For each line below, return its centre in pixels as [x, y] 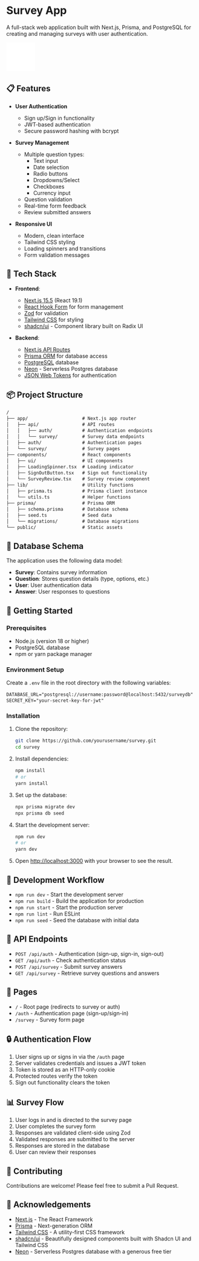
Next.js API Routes [47, 349]
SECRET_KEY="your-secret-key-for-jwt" [55, 701]
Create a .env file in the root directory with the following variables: [89, 683]
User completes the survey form [55, 1127]
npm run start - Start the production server [69, 908]
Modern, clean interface [54, 235]
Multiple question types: [54, 154]
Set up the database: [41, 795]
